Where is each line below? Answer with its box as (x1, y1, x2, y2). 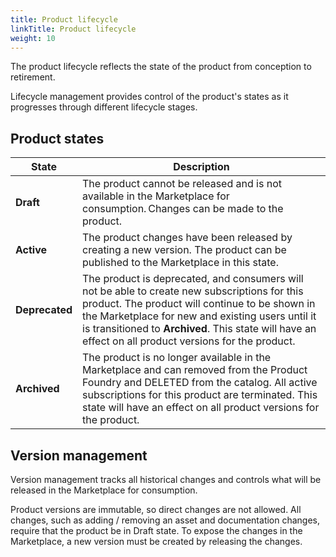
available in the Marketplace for (82, 189, 230, 203)
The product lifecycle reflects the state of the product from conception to (10, 61, 312, 73)
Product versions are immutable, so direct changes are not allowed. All (10, 504, 302, 515)
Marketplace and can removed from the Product (82, 363, 308, 377)
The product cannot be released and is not (82, 177, 282, 191)
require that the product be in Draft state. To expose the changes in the (10, 525, 303, 536)
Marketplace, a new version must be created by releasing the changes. (10, 536, 303, 547)
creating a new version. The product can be (82, 243, 287, 257)
